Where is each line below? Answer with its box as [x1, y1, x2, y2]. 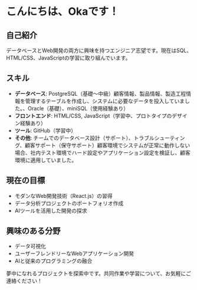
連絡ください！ [6, 278, 42, 285]
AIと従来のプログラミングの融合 [14, 258, 93, 265]
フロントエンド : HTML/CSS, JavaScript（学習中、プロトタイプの [14, 112, 172, 119]
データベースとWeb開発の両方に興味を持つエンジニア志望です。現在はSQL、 [6, 47, 192, 54]
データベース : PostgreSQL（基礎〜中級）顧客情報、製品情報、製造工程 [14, 90, 186, 97]
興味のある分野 [6, 226, 61, 236]
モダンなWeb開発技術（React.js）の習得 [14, 192, 113, 199]
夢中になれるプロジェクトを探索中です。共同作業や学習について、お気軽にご [6, 270, 192, 277]
